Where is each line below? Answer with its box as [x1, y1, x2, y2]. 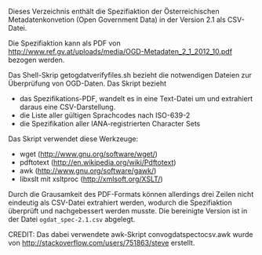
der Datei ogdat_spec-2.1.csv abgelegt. [8, 215, 136, 224]
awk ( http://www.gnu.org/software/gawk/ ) [19, 166, 157, 175]
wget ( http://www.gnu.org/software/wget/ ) [19, 149, 158, 158]
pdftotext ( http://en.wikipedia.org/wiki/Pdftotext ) [19, 158, 176, 167]
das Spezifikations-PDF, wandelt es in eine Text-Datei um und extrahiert [19, 94, 253, 103]
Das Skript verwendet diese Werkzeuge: [8, 134, 139, 144]
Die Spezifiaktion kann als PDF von [8, 38, 122, 48]
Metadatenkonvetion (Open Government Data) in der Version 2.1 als [8, 15, 226, 24]
